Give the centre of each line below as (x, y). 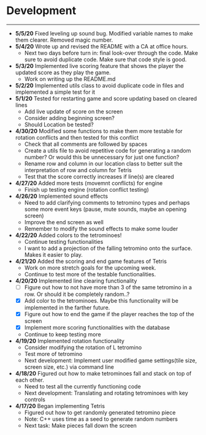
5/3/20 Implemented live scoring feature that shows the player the (99, 66)
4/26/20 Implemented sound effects (62, 196)
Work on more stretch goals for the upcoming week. (90, 268)
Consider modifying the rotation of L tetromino (83, 347)
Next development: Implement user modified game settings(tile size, (111, 361)
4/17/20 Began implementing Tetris (60, 406)
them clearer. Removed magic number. (64, 40)
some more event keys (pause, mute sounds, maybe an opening (105, 209)
